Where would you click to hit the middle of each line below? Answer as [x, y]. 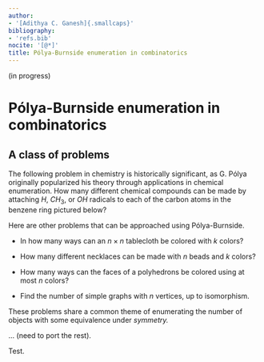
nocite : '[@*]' [34, 46]
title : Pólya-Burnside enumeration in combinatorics [98, 53]
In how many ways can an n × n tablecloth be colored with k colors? [132, 240]
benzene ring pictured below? [58, 210]
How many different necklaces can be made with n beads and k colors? [138, 256]
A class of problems [59, 154]
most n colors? [44, 280]
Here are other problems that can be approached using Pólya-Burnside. [126, 225]
